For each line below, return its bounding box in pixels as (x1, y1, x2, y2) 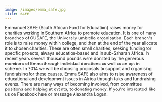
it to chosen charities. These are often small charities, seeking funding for (5, 45, 152, 51)
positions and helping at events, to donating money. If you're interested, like (5, 86, 156, 92)
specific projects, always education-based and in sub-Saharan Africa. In (5, 50, 149, 56)
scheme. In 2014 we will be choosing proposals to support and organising (5, 65, 152, 71)
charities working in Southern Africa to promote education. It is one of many (5, 30, 157, 36)
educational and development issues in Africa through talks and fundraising (5, 76, 156, 82)
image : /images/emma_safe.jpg (5, 7, 66, 12)
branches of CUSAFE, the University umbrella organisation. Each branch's (5, 35, 153, 41)
